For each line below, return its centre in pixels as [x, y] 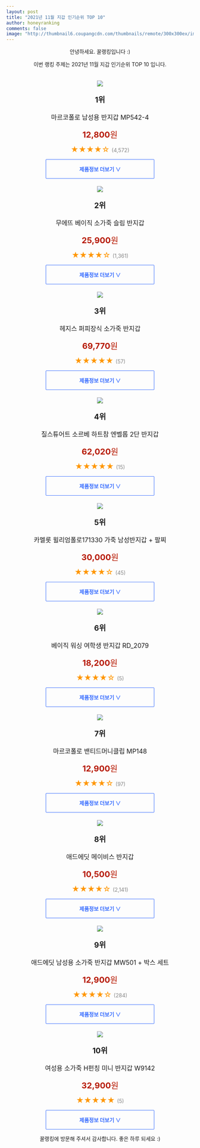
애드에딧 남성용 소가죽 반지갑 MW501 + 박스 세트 [100, 963]
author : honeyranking [33, 23]
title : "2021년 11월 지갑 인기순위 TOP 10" [56, 17]
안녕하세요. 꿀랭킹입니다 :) [100, 52]
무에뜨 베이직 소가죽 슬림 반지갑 [100, 223]
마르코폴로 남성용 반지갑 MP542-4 [100, 118]
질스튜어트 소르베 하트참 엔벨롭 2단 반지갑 [100, 435]
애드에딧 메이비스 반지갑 [100, 857]
